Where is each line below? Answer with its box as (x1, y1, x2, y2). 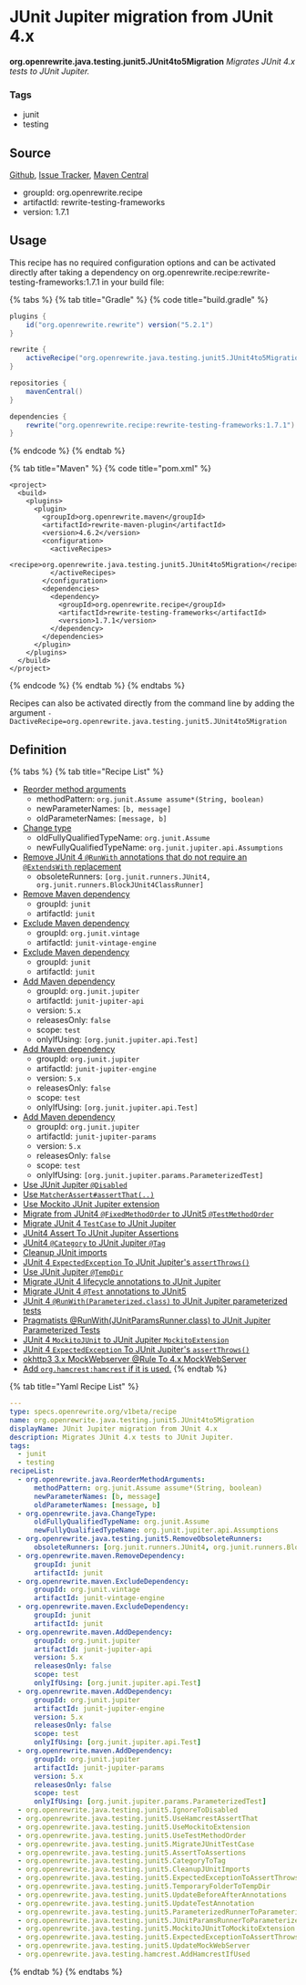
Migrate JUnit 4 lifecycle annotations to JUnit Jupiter (22, 1277, 221, 1287)
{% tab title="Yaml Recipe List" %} (9, 1381, 139, 1392)
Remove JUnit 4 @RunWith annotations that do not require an (22, 852, 248, 863)
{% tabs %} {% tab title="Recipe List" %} (9, 766, 164, 777)
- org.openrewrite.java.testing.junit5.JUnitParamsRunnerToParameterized (17, 1916, 303, 1925)
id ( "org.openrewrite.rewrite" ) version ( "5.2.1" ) (25, 320, 214, 329)
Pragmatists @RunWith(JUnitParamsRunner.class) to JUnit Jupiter (22, 1315, 271, 1326)
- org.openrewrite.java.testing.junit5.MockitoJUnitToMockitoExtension (17, 1924, 296, 1934)
